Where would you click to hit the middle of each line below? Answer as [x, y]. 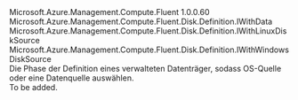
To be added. [33, 87]
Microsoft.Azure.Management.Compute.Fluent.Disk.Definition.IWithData [141, 21]
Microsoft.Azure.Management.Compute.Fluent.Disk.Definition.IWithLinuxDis [148, 31]
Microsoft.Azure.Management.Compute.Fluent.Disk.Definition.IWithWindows [149, 50]
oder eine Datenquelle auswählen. [72, 78]
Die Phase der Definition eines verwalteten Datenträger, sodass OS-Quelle [145, 69]
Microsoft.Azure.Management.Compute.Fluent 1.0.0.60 [110, 12]
